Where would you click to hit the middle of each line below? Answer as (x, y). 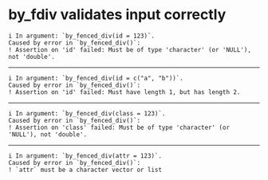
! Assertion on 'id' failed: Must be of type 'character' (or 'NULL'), (130, 49)
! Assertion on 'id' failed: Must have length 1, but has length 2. (124, 92)
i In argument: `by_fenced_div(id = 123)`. (82, 36)
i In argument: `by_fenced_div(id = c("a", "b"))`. (96, 78)
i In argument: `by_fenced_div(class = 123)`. (87, 113)
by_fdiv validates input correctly (117, 15)
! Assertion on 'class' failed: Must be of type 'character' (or (119, 127)
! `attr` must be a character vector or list (85, 170)
